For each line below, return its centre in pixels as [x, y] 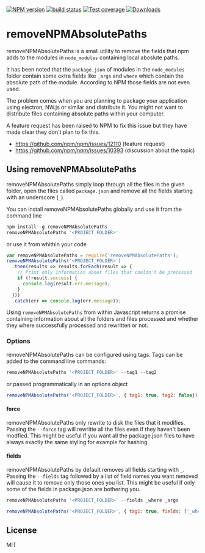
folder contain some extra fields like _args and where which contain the [95, 76]
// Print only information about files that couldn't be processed [105, 273]
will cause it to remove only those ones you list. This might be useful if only [101, 482]
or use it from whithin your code [47, 244]
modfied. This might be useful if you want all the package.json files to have [101, 435]
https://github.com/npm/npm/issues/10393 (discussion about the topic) [105, 150]
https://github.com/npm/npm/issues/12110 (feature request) [90, 144]
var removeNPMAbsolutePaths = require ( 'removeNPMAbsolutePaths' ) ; [92, 255]
